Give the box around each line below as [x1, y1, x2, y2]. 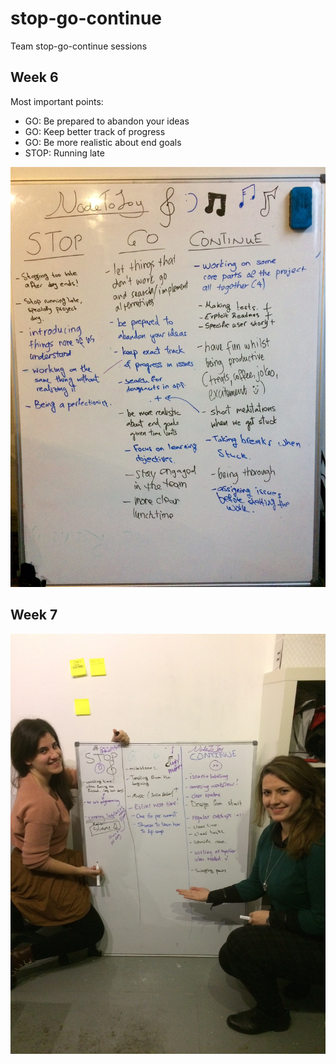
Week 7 [10, 607, 58, 624]
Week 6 [10, 69, 59, 86]
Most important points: [10, 95, 104, 107]
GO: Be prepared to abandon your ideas [24, 115, 190, 127]
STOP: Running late [24, 147, 105, 159]
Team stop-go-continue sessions [10, 40, 148, 52]
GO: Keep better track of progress [24, 125, 166, 137]
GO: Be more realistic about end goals [24, 136, 182, 148]
